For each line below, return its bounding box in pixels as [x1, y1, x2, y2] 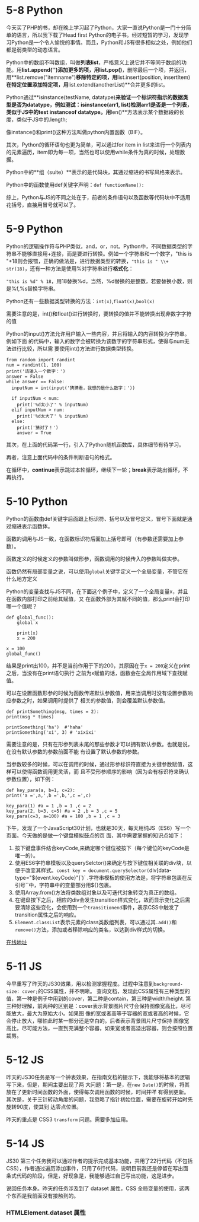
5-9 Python [6, 222, 63, 236]
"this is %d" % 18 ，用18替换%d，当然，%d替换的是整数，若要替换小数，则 [6, 277, 192, 285]
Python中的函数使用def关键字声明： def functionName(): [6, 181, 145, 188]
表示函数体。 [21, 523, 53, 530]
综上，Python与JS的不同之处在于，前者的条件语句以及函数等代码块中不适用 [6, 193, 191, 201]
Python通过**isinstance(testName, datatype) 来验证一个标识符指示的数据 [6, 93, 184, 101]
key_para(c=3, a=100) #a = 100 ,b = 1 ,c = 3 [6, 813, 120, 819]
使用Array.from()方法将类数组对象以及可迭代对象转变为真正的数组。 [14, 889, 180, 896]
